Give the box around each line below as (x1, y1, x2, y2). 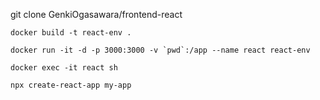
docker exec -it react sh (10, 63, 118, 73)
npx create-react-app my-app (10, 80, 132, 90)
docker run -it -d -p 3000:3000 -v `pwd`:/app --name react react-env (10, 45, 311, 55)
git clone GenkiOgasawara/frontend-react (10, 9, 183, 20)
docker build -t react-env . (10, 28, 132, 38)
